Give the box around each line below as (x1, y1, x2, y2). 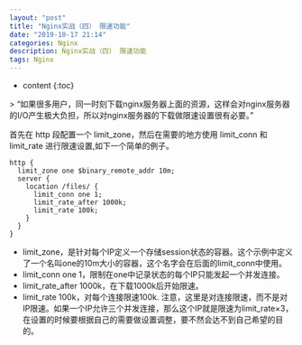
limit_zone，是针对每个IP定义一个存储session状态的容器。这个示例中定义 (22, 247, 293, 257)
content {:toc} (22, 80, 75, 90)
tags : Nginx (9, 55, 54, 64)
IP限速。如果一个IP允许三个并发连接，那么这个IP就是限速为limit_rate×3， (22, 303, 294, 313)
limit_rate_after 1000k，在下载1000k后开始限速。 (22, 281, 204, 291)
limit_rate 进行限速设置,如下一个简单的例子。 (9, 141, 174, 151)
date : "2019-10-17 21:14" (9, 30, 106, 39)
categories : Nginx (9, 38, 78, 48)
